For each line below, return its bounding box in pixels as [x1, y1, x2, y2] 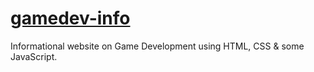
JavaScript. [10, 50, 58, 62]
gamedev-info [10, 7, 131, 30]
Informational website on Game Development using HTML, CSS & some [10, 40, 305, 52]
